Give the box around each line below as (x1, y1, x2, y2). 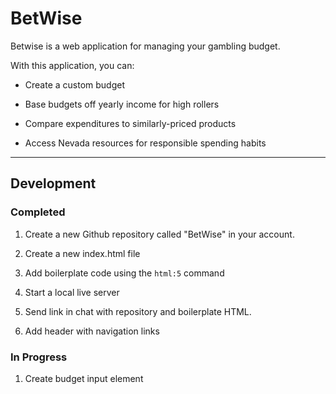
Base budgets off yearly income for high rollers (24, 98, 220, 110)
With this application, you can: (10, 59, 135, 71)
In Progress (10, 350, 68, 364)
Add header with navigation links (24, 325, 160, 337)
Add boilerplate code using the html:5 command (24, 267, 225, 279)
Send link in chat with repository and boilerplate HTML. (24, 305, 252, 317)
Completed (10, 205, 66, 219)
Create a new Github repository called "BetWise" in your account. (24, 228, 295, 240)
